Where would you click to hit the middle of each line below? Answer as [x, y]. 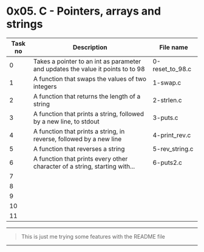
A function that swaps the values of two [90, 79]
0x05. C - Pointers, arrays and [84, 11]
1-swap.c [167, 82]
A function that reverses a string [79, 149]
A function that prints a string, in [79, 131]
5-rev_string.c [173, 149]
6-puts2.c [167, 163]
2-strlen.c [167, 100]
